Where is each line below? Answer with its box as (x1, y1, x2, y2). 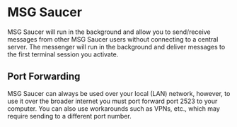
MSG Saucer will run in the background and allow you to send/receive (7, 28, 211, 36)
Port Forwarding (7, 71, 81, 83)
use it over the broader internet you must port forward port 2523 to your (7, 97, 218, 105)
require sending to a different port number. (7, 111, 132, 120)
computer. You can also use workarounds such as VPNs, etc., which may (7, 104, 221, 113)
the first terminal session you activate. (7, 50, 119, 59)
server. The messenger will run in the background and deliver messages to (7, 42, 226, 51)
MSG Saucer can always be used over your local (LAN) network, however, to (7, 89, 231, 97)
